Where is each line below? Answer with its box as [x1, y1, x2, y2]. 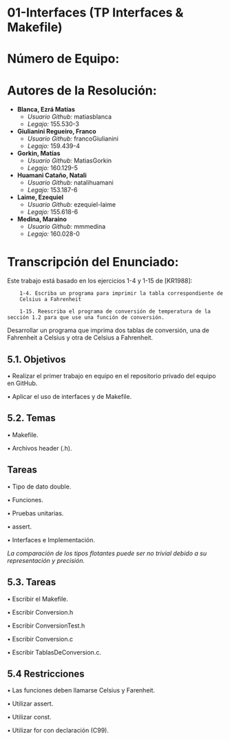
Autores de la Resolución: [7, 83, 157, 98]
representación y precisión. [7, 556, 85, 564]
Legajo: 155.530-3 [27, 120, 79, 128]
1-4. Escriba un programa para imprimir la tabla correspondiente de [19, 290, 224, 297]
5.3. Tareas [7, 577, 56, 588]
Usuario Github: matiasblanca [27, 112, 112, 121]
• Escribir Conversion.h [7, 608, 74, 616]
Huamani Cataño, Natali [17, 171, 87, 180]
